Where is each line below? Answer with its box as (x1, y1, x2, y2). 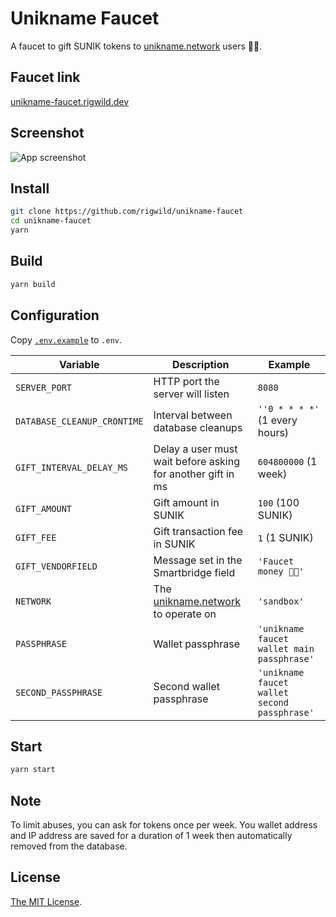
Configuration (10, 307, 100, 324)
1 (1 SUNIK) (257, 530, 314, 544)
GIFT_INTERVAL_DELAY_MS (15, 462, 129, 473)
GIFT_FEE (15, 532, 57, 543)
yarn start (10, 765, 56, 775)
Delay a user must (153, 442, 238, 456)
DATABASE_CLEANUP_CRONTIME (15, 415, 144, 427)
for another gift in (153, 467, 235, 481)
